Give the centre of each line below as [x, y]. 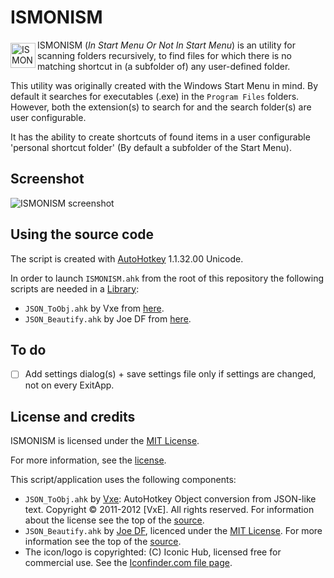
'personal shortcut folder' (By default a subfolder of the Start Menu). [151, 147]
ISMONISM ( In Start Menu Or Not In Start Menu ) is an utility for [166, 45]
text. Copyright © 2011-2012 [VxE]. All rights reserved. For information [169, 510]
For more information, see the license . [88, 460]
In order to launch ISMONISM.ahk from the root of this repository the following [167, 278]
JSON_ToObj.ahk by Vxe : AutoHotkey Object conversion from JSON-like [170, 499]
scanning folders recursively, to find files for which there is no [164, 55]
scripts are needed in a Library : [75, 288]
